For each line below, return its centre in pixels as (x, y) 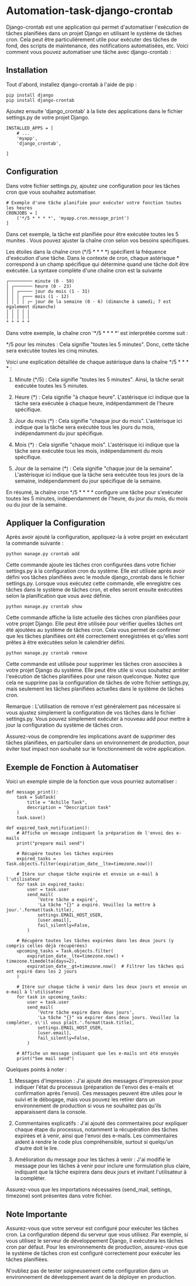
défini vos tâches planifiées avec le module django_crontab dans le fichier (95, 577)
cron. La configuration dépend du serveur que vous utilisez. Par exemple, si (97, 1234)
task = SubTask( (37, 798)
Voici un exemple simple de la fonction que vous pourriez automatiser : (92, 781)
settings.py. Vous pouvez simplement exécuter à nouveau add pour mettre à (98, 719)
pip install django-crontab (40, 100)
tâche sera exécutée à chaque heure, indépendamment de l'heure (94, 403)
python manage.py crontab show (44, 607)
